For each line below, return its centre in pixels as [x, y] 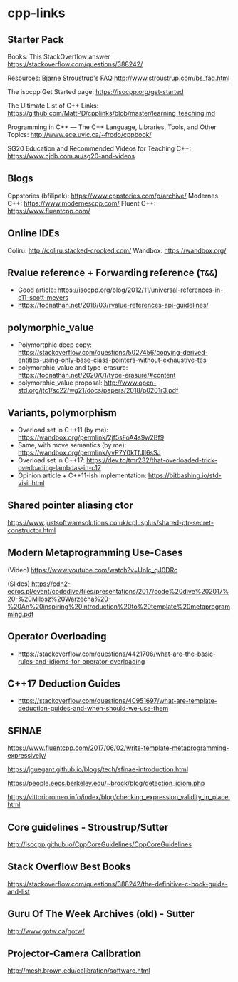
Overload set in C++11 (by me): [63, 430]
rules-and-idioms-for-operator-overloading [81, 661]
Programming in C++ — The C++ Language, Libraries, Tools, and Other [112, 127]
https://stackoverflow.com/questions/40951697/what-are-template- [117, 701]
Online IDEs [33, 233]
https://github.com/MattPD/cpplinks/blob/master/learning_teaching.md [112, 113]
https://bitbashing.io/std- [185, 475]
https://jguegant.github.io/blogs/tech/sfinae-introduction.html [98, 769]
